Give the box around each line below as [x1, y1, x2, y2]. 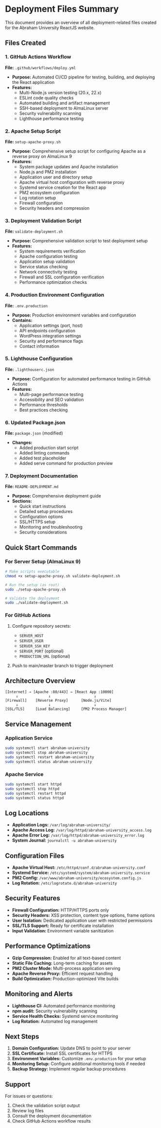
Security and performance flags [19, 338, 83, 344]
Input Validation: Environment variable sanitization [12, 928, 114, 933]
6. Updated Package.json [5, 419, 65, 426]
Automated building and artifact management [19, 100, 110, 106]
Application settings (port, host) [19, 322, 83, 328]
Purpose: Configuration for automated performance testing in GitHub [12, 376, 151, 381]
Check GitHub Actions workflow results [12, 1118, 91, 1124]
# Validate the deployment [5, 596, 60, 601]
